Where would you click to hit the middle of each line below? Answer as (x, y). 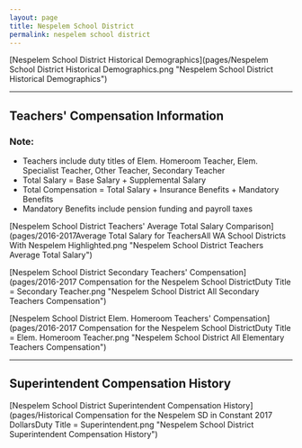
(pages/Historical (41, 415)
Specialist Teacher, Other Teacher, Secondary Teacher (124, 171)
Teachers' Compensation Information (117, 116)
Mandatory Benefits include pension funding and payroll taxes (138, 209)
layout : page (34, 18)
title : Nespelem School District (72, 26)
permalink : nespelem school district (80, 34)
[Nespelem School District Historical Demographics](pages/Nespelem (139, 60)
